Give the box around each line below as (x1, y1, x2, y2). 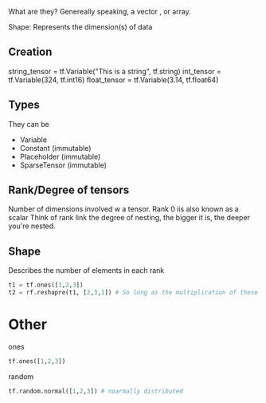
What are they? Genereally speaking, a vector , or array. (8, 7, 191, 16)
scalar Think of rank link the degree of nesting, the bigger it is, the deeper (8, 213, 251, 223)
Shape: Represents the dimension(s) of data (8, 22, 153, 31)
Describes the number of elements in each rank (8, 266, 165, 275)
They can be (8, 119, 49, 128)
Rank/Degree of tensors (8, 184, 130, 197)
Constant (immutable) (19, 143, 92, 152)
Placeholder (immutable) (19, 152, 101, 161)
